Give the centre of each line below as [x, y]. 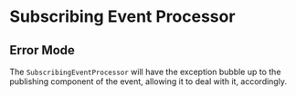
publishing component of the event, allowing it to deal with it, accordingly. [148, 82]
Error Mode [42, 50]
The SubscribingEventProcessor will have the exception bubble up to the [145, 72]
